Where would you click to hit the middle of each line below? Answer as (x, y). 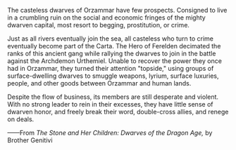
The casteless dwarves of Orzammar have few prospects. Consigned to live (117, 10)
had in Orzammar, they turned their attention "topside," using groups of (111, 68)
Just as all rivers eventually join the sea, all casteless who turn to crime (110, 39)
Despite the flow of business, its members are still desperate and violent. (113, 97)
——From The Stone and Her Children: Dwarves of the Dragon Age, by (110, 133)
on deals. (21, 119)
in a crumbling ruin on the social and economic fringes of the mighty (106, 18)
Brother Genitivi (30, 140)
